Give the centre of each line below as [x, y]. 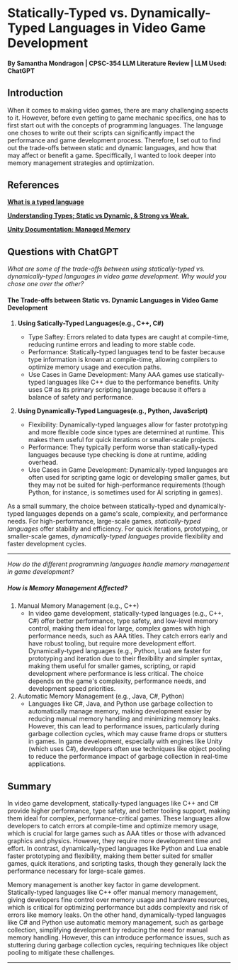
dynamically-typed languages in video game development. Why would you [117, 276]
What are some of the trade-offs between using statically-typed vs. [106, 269]
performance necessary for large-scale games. [76, 871]
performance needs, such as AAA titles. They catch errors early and [128, 636]
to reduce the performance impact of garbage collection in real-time [128, 757]
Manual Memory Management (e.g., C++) [78, 606]
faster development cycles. [47, 544]
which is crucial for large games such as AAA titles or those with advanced [117, 833]
